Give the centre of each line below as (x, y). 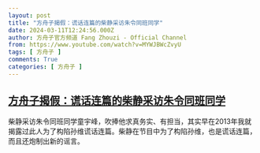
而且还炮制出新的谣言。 (46, 141)
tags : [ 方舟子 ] (35, 52)
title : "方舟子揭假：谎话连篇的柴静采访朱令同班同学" (86, 23)
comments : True (33, 60)
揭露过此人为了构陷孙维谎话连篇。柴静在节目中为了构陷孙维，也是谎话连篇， (132, 131)
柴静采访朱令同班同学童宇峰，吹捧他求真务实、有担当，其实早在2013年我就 (130, 121)
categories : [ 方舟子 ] (45, 67)
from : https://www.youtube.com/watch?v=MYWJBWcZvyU (95, 45)
